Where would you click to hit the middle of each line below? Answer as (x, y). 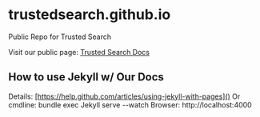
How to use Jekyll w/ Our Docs (86, 77)
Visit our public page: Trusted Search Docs (79, 52)
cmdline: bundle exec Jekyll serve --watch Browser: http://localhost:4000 (130, 104)
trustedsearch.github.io (90, 15)
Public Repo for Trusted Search (60, 37)
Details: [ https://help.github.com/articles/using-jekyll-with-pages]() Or (124, 96)
